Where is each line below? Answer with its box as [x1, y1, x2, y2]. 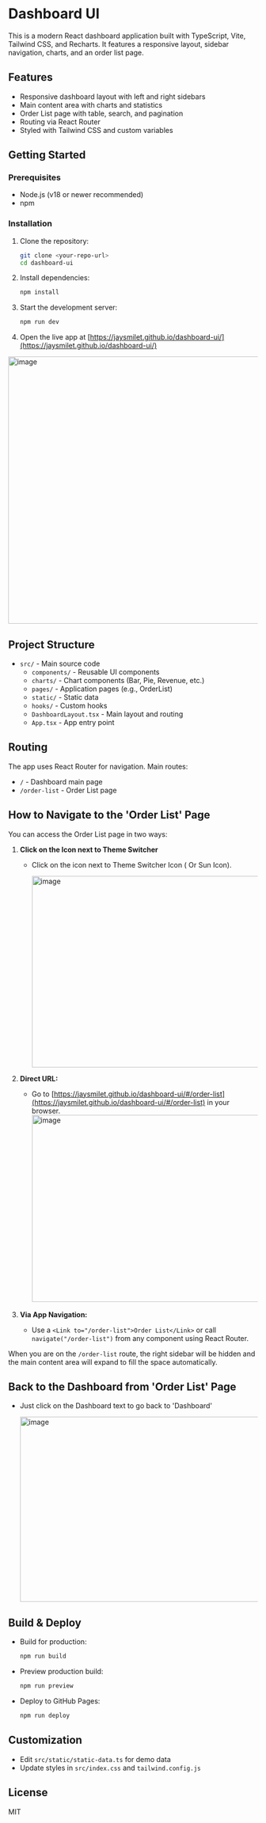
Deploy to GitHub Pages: [19, 1696, 101, 1706]
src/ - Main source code [19, 659, 101, 669]
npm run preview [19, 1682, 74, 1690]
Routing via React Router [19, 116, 101, 127]
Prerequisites [8, 172, 61, 183]
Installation [8, 218, 53, 230]
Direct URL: [19, 1073, 59, 1083]
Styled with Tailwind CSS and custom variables [19, 125, 173, 135]
